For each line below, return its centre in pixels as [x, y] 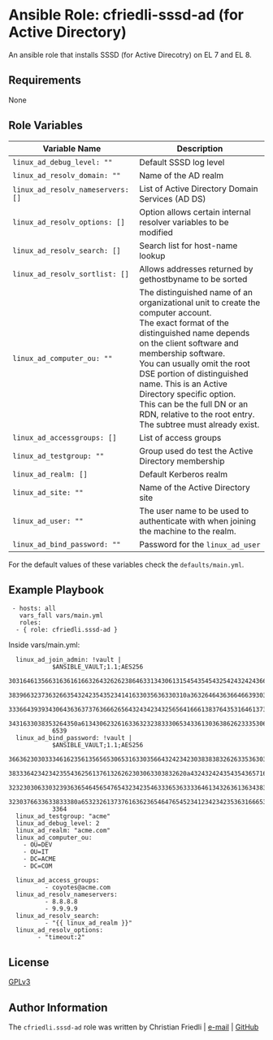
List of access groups [180, 437]
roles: [30, 623]
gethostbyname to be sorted [193, 279]
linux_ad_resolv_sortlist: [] [71, 274]
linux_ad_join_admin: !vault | [69, 660]
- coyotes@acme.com [78, 888]
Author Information [58, 1007]
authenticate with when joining [197, 520]
